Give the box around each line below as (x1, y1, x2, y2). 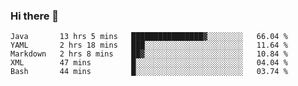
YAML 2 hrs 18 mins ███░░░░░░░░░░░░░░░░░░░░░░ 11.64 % (10, 40, 288, 51)
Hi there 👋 (10, 9, 60, 23)
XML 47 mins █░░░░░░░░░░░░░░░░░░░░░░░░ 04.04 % (10, 58, 288, 68)
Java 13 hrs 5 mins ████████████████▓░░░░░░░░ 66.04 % (10, 32, 288, 42)
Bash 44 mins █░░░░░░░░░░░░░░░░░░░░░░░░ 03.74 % (10, 67, 288, 77)
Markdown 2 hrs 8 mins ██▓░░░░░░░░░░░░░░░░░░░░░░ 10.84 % (10, 49, 288, 59)
